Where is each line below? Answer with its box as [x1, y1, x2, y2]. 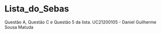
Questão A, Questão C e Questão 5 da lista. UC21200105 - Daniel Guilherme [4, 19, 157, 25]
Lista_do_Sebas [4, 3, 69, 14]
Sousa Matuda [4, 24, 33, 30]
